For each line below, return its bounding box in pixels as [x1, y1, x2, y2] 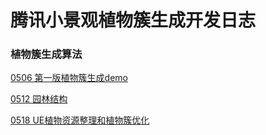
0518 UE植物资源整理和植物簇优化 [10, 114, 150, 126]
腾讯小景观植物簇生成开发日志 [10, 9, 257, 32]
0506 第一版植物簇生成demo [10, 72, 128, 84]
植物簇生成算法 [10, 47, 83, 61]
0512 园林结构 [10, 93, 68, 105]
